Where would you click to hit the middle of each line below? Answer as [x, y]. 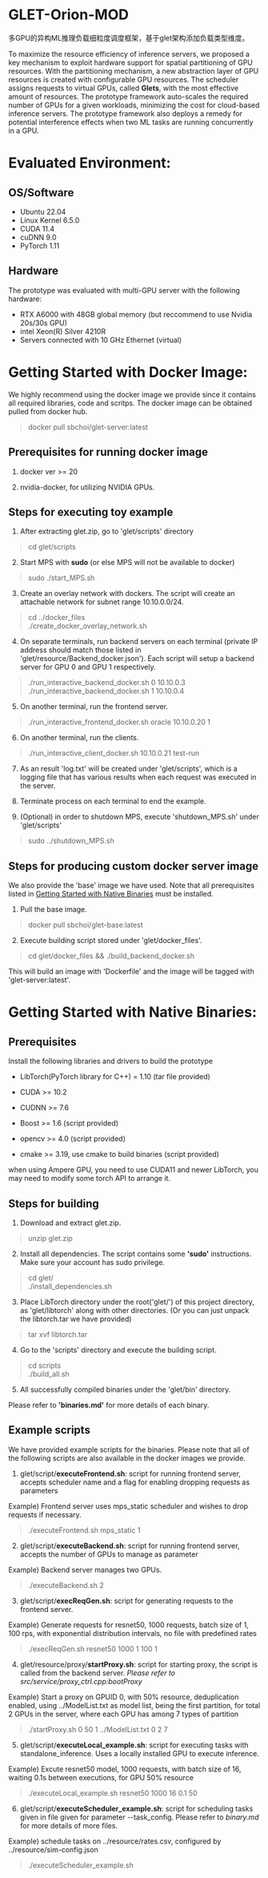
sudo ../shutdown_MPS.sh [71, 841]
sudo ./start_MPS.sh [61, 578]
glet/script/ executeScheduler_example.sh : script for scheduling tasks [136, 1808]
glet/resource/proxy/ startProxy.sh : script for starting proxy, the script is [139, 1664]
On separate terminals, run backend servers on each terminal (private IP [139, 642]
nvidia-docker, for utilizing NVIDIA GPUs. [87, 487]
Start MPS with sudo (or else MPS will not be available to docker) [127, 562]
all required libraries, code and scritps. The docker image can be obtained [130, 403]
